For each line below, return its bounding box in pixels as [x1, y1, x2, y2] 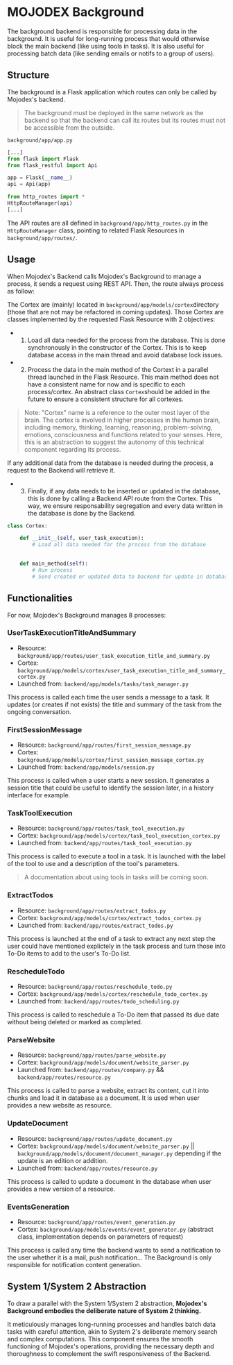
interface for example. [7, 791, 71, 799]
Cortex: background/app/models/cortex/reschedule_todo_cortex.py [17, 990, 208, 998]
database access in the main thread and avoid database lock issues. [27, 350, 223, 359]
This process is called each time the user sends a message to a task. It [7, 693, 209, 701]
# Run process [32, 566, 73, 573]
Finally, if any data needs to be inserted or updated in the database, [27, 486, 221, 495]
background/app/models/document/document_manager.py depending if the [17, 1149, 222, 1158]
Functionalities [7, 593, 73, 604]
